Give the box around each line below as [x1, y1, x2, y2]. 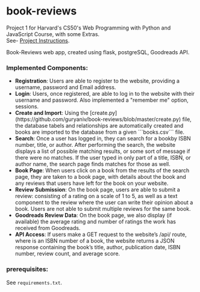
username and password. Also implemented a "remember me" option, [14, 96, 189, 104]
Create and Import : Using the [14, 110, 89, 117]
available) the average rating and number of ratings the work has [14, 218, 177, 225]
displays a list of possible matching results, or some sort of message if [14, 148, 190, 155]
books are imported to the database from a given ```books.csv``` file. [14, 128, 185, 136]
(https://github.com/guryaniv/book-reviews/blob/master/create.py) [14, 116, 181, 123]
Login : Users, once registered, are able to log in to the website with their [14, 90, 195, 98]
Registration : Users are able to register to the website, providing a [14, 77, 180, 85]
